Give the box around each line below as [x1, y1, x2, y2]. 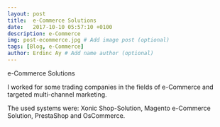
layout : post [7, 10, 46, 18]
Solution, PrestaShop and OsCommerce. [7, 111, 126, 120]
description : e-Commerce [7, 30, 81, 37]
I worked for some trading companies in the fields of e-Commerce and [7, 83, 214, 91]
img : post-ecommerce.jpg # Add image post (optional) [7, 37, 170, 44]
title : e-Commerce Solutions [7, 17, 97, 24]
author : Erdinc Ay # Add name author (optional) [7, 50, 154, 57]
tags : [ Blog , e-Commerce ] [7, 43, 84, 50]
